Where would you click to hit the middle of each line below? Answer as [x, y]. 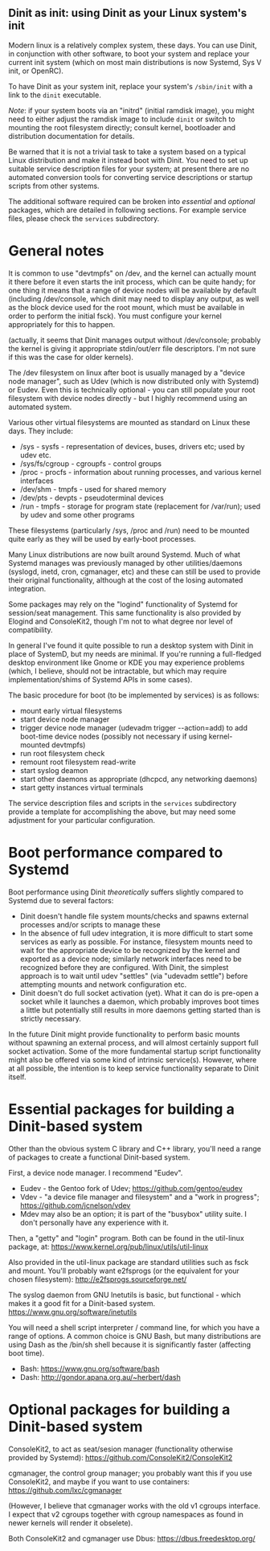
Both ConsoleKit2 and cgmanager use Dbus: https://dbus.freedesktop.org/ [132, 1538]
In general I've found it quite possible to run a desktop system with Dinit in [131, 645]
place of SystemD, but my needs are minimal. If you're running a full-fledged [135, 653]
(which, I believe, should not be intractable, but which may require [118, 671]
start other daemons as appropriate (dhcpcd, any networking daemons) [139, 779]
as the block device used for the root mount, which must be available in [127, 307]
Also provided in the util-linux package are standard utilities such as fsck [129, 1262]
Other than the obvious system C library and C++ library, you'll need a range [135, 1148]
